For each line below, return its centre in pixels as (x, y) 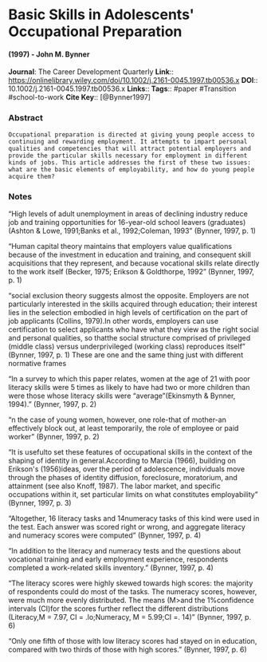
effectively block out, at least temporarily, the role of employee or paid (124, 428)
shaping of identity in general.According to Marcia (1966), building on (122, 460)
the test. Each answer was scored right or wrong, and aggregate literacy (127, 526)
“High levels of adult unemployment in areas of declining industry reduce (128, 214)
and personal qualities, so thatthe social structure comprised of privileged (130, 337)
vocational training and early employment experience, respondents (118, 559)
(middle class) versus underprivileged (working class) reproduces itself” (127, 346)
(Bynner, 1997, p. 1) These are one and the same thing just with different (126, 355)
